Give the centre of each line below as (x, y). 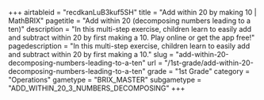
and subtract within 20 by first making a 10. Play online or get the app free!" (132, 37)
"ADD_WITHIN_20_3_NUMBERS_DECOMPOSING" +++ (97, 88)
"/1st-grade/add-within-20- (209, 63)
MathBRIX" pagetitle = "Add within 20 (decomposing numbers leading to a (130, 21)
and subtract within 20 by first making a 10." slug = (91, 54)
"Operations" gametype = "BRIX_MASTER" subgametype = (105, 80)
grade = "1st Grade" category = (199, 71)
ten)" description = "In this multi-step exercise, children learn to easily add (130, 29)
